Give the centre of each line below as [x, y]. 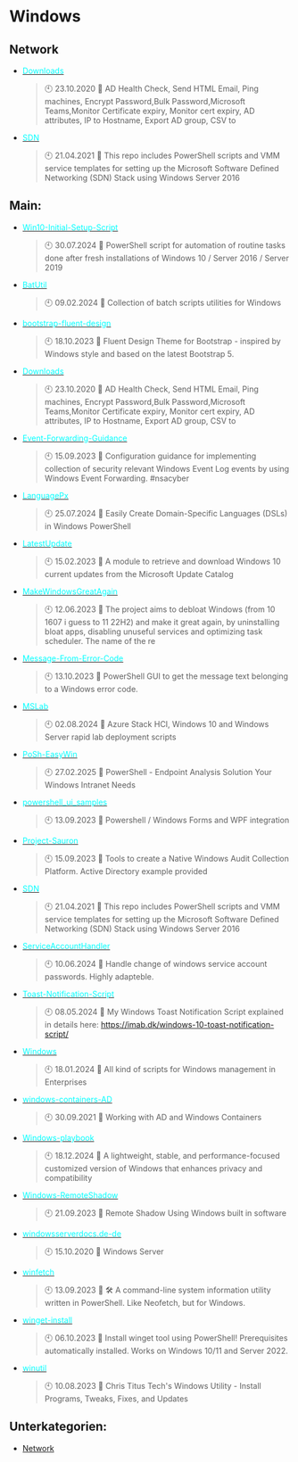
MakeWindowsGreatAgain [70, 591]
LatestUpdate [47, 543]
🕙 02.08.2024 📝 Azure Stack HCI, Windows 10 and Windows [157, 723]
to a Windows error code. [91, 689]
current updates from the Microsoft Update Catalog [139, 574]
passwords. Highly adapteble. [99, 976]
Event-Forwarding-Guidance [74, 438]
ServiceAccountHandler [66, 946]
